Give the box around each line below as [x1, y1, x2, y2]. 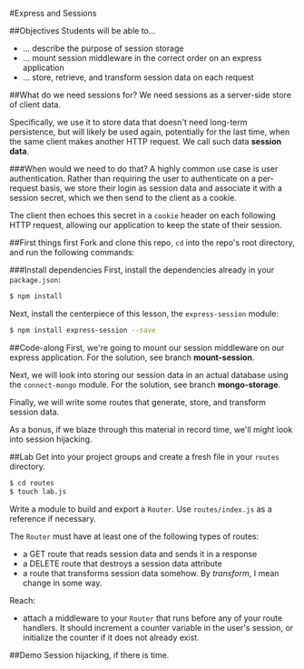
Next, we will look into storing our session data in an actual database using [9, 369, 289, 380]
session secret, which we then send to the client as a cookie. [9, 193, 238, 203]
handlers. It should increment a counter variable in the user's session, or [22, 622, 293, 633]
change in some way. [22, 577, 103, 588]
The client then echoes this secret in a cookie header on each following [9, 210, 276, 221]
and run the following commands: [9, 247, 135, 257]
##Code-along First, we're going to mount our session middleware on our [9, 342, 285, 353]
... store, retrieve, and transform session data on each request [22, 72, 254, 83]
